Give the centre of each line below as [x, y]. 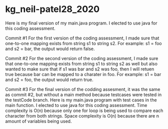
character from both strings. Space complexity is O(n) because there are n [82, 115]
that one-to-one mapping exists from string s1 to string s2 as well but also [81, 63]
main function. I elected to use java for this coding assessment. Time [76, 105]
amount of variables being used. [39, 121]
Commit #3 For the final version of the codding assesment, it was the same [83, 89]
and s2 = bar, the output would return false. [50, 48]
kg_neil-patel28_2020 [52, 9]
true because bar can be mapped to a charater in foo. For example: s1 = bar [83, 74]
